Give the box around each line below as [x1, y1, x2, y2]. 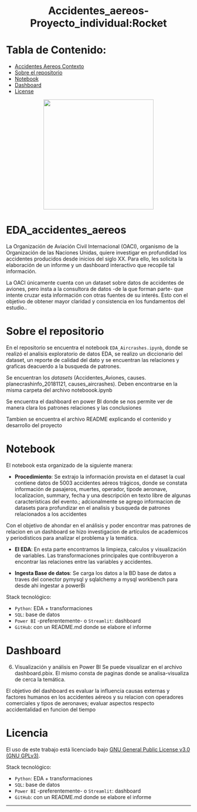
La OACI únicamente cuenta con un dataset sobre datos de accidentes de [6, 279, 185, 286]
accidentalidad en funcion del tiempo [6, 706, 96, 713]
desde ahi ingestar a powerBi [14, 582, 86, 589]
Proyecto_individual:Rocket [30, 16, 167, 30]
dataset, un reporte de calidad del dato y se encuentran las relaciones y [6, 357, 180, 363]
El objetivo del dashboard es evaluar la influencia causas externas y [6, 687, 170, 694]
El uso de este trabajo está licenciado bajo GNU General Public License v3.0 [6, 746, 191, 753]
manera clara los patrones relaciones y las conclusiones [6, 404, 142, 411]
